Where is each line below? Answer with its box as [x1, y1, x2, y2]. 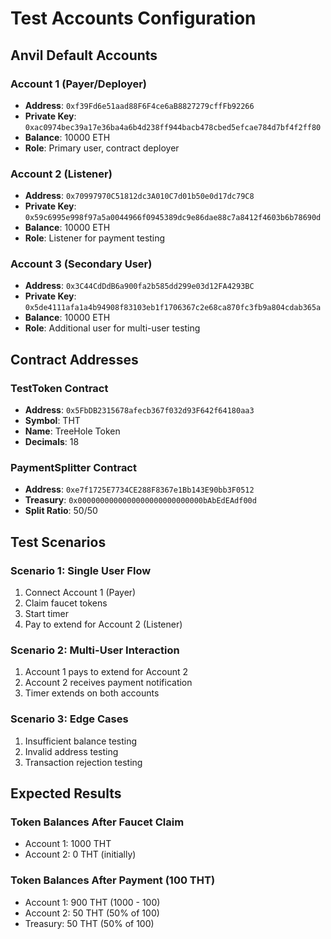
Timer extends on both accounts [24, 687, 160, 699]
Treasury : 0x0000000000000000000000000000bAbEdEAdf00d [24, 494, 257, 506]
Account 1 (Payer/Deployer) [10, 77, 148, 91]
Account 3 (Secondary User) [10, 257, 153, 271]
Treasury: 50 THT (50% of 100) [24, 917, 155, 929]
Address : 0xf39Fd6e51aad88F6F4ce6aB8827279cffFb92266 [24, 99, 255, 111]
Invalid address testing [24, 745, 119, 757]
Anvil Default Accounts [10, 47, 158, 64]
